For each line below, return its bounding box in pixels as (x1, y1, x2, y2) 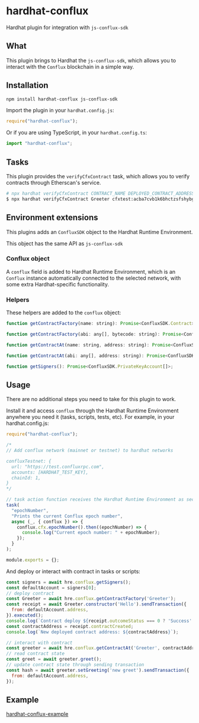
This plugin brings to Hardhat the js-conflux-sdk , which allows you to (6, 56, 176, 64)
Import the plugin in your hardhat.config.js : (6, 107, 114, 114)
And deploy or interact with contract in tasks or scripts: (6, 567, 140, 574)
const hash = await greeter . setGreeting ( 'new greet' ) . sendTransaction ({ (6, 667, 190, 673)
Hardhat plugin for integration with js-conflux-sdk (6, 24, 129, 31)
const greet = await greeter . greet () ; (6, 656, 102, 662)
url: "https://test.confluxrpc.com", (11, 463, 105, 470)
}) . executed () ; (6, 613, 44, 618)
